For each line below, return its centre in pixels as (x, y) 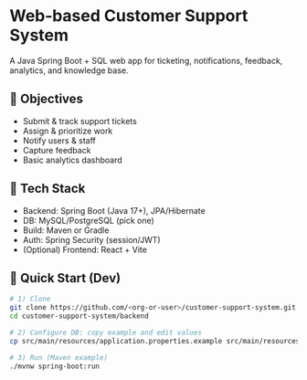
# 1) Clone (30, 299)
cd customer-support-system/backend (79, 316)
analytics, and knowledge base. (69, 70)
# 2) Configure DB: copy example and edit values (106, 332)
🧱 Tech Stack (48, 189)
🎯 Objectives (47, 99)
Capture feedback (57, 150)
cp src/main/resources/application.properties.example (116, 341)
